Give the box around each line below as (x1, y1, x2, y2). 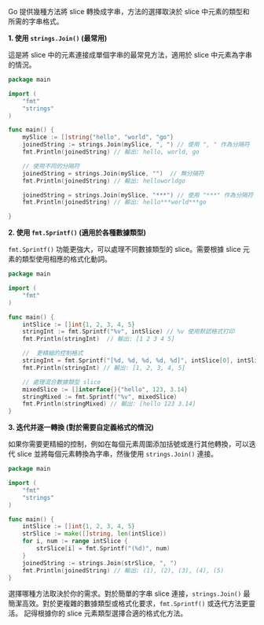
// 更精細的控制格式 (22, 349, 84, 357)
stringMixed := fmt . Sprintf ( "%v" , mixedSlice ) (22, 393, 178, 401)
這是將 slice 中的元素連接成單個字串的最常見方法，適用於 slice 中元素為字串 (8, 50, 253, 59)
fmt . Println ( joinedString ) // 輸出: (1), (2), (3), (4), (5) (22, 566, 225, 575)
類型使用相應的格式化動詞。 (21, 254, 112, 264)
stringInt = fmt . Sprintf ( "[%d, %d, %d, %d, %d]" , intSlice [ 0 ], (22, 357, 234, 364)
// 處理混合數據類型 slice (22, 378, 101, 386)
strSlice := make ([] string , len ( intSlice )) (22, 530, 167, 538)
